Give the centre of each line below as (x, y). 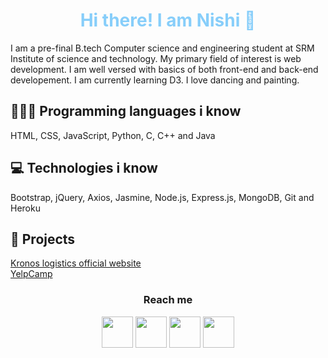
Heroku (25, 208)
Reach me (168, 300)
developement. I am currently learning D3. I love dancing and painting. (155, 80)
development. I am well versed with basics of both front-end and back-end (164, 69)
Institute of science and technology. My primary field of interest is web (156, 58)
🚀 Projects (43, 239)
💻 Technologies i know (84, 168)
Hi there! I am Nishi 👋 (168, 20)
